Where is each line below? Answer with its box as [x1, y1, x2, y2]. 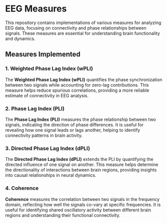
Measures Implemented [5, 50, 81, 59]
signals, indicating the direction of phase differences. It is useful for [5, 121, 144, 128]
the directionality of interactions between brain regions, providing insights [5, 167, 157, 173]
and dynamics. [5, 36, 36, 42]
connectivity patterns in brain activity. [5, 132, 83, 138]
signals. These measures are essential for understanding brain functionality [5, 30, 161, 36]
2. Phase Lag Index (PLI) [5, 105, 65, 112]
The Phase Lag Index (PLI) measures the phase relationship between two [5, 116, 156, 122]
